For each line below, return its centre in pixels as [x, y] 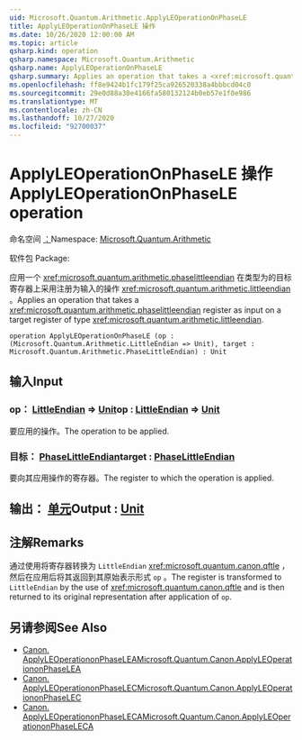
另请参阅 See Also [58, 627]
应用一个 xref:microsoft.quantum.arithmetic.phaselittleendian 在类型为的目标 [151, 277]
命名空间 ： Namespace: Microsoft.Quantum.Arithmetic [110, 239]
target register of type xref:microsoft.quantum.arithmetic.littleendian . [137, 319]
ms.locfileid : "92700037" [58, 127]
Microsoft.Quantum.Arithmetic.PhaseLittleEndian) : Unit [118, 352]
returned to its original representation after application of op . [120, 597]
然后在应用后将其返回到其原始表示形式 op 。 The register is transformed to [146, 577]
